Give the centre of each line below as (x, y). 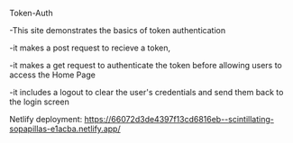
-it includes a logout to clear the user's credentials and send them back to (146, 92)
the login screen (39, 102)
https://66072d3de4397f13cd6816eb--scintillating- (179, 119)
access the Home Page (53, 75)
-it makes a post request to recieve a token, (90, 48)
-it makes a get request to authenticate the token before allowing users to (146, 65)
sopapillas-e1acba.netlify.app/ (65, 129)
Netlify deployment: (46, 119)
